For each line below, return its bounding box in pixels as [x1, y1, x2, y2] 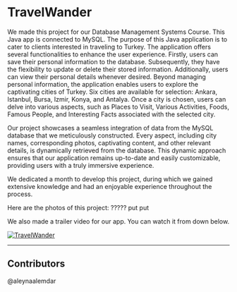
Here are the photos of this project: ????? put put [7, 203, 150, 212]
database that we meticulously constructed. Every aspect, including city [7, 131, 217, 140]
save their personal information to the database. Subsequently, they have [7, 57, 220, 66]
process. [7, 190, 33, 198]
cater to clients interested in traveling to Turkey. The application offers [7, 42, 212, 51]
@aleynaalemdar [7, 276, 56, 285]
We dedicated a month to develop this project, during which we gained [7, 174, 213, 183]
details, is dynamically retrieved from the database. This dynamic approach [7, 146, 226, 154]
